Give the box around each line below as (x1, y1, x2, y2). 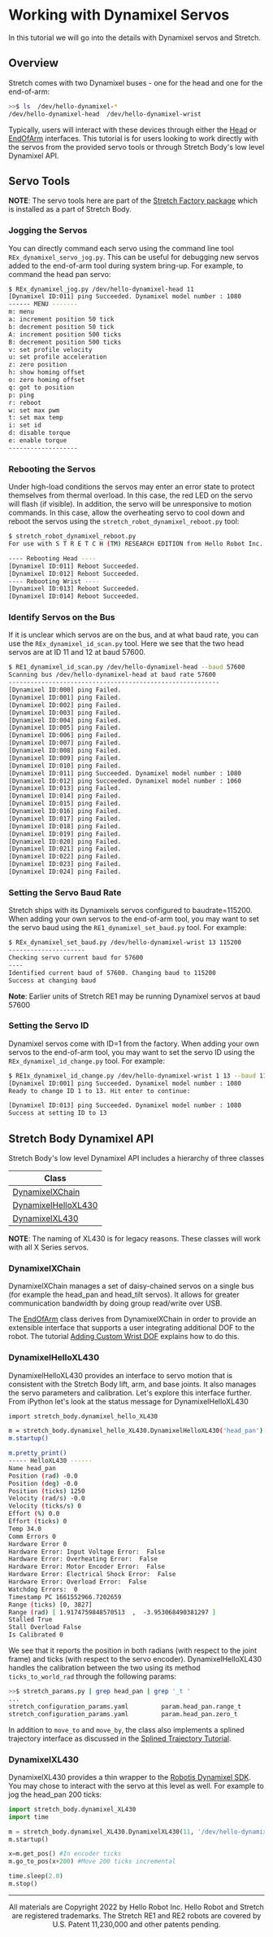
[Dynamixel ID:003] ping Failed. (8, 709, 122, 717)
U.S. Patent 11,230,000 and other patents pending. (52, 1919, 221, 1929)
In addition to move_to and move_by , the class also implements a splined (8, 1724, 245, 1734)
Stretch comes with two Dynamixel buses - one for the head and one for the (8, 77, 263, 87)
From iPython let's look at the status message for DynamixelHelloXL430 (8, 1396, 249, 1406)
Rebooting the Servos (8, 463, 96, 474)
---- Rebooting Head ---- (8, 554, 96, 563)
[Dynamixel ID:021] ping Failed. (8, 845, 122, 853)
